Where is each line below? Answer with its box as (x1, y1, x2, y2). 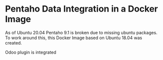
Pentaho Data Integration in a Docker (5, 3, 158, 15)
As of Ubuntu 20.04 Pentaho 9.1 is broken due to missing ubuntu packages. (5, 30, 158, 35)
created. (5, 40, 22, 45)
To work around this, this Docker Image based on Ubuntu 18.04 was (5, 35, 142, 41)
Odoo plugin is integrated (5, 49, 56, 55)
